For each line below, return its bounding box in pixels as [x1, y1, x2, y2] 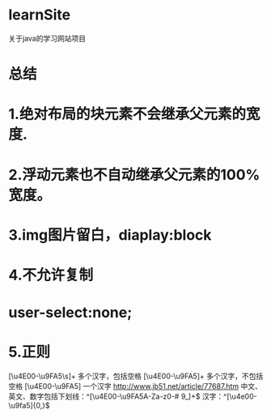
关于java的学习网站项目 [8, 33, 87, 43]
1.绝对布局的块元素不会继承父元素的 [8, 105, 247, 123]
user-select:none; [8, 304, 133, 322]
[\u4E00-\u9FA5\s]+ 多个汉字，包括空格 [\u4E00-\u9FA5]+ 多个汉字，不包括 [8, 371, 264, 381]
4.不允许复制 [8, 266, 94, 284]
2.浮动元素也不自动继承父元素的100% [8, 165, 260, 184]
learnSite [8, 6, 71, 24]
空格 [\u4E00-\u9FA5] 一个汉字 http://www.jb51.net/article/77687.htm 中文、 [8, 382, 263, 390]
